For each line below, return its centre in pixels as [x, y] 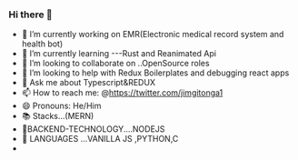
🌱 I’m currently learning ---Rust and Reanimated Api [119, 54]
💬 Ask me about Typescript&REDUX [89, 83]
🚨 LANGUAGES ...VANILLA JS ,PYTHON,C [100, 139]
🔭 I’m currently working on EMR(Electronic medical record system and [153, 35]
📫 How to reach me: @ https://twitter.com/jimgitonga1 [122, 93]
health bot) [42, 44]
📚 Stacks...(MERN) [58, 116]
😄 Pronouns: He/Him [61, 106]
